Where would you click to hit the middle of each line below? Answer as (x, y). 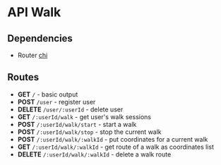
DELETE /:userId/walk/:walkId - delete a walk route (94, 154)
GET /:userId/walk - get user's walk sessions (84, 116)
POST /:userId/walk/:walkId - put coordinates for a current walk (113, 139)
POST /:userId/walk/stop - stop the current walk (90, 132)
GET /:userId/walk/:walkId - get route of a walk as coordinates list (115, 147)
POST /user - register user (56, 102)
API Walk (34, 12)
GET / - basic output (48, 94)
